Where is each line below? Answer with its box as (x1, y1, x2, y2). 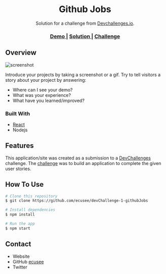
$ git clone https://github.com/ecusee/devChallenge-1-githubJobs (5, 198, 148, 203)
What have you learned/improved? (12, 97, 85, 103)
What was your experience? (12, 92, 71, 98)
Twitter (12, 264, 28, 270)
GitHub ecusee (12, 258, 44, 264)
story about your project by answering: (5, 77, 87, 83)
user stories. (5, 166, 31, 172)
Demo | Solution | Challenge (50, 33, 120, 40)
